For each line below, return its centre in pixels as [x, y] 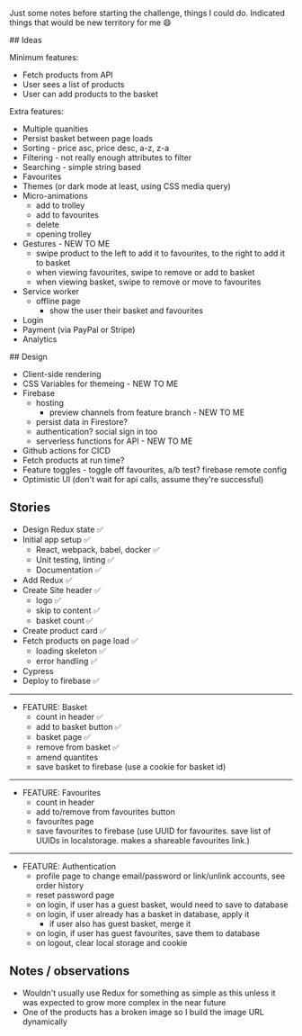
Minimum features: [44, 57]
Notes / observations [70, 971]
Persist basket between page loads [88, 138]
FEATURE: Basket [55, 707]
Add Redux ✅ [47, 580]
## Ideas [26, 40]
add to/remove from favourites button [105, 811]
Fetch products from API [68, 75]
